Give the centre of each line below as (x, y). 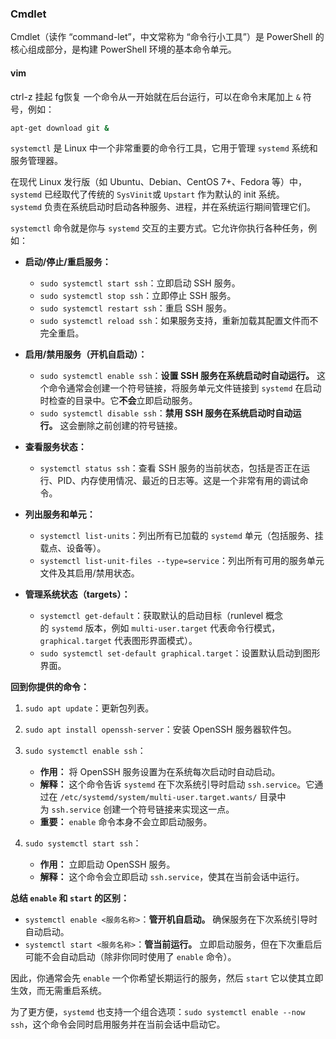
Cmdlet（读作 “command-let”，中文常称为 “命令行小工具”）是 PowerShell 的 (167, 37)
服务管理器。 (36, 161)
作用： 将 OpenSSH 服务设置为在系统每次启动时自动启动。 (160, 772)
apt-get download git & (60, 128)
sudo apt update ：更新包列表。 (89, 708)
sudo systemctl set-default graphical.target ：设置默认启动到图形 (180, 653)
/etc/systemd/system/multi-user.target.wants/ (158, 798)
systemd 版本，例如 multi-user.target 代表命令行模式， (166, 628)
